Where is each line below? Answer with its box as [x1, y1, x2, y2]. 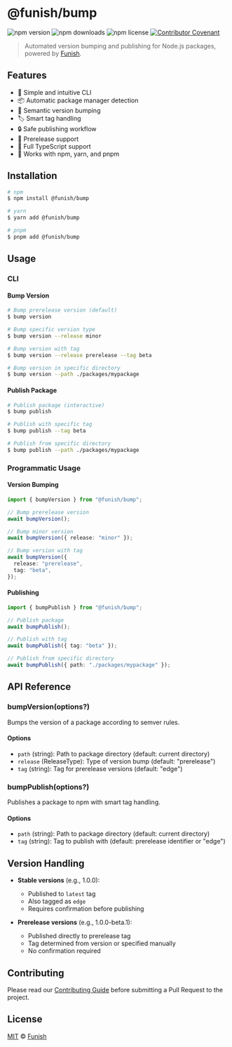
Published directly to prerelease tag [27, 932, 131, 940]
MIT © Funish [7, 1032, 47, 1040]
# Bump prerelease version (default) [7, 307, 118, 314]
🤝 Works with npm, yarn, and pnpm [17, 149, 120, 158]
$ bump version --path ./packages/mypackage [7, 371, 139, 378]
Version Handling [7, 858, 85, 869]
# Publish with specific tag [7, 421, 93, 428]
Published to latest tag [27, 890, 96, 898]
